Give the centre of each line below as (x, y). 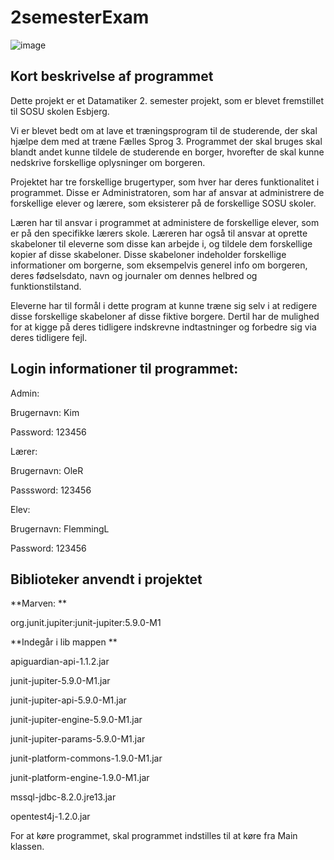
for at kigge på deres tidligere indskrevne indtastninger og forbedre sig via (163, 327)
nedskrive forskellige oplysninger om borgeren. (108, 162)
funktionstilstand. (46, 286)
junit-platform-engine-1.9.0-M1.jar (80, 778)
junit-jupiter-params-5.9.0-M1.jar (78, 739)
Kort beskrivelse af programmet (112, 76)
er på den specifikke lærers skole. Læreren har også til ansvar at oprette (159, 233)
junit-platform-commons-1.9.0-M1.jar (86, 758)
